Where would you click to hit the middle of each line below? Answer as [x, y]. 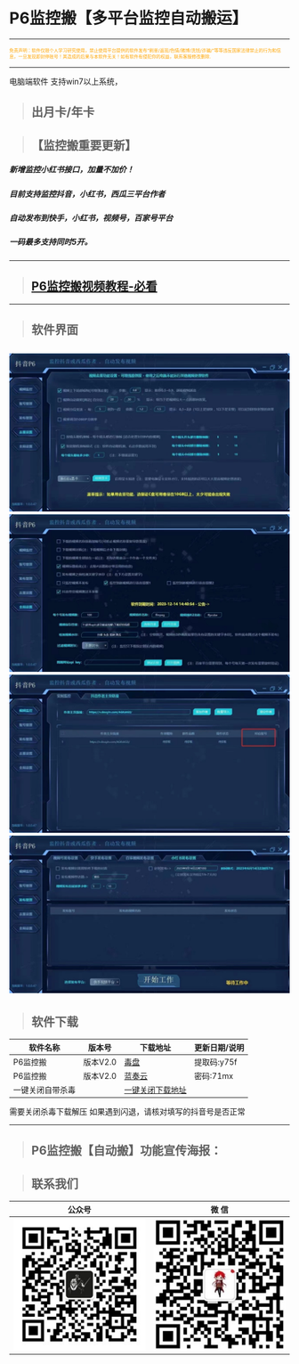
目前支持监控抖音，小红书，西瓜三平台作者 [87, 193]
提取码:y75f [216, 1062]
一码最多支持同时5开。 [51, 242]
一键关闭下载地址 [155, 1090]
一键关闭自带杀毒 [44, 1090]
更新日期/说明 [219, 1047]
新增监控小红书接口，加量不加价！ [72, 169]
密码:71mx [214, 1076]
